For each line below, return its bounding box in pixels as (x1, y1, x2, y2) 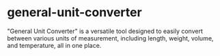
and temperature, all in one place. (7, 41, 102, 49)
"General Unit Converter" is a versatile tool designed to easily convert (7, 27, 204, 35)
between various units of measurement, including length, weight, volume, (7, 34, 214, 42)
